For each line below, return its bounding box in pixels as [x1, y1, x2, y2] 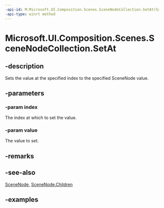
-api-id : [5, 7, 23, 12]
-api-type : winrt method [5, 12, 56, 17]
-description [5, 62, 44, 70]
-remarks [5, 152, 34, 160]
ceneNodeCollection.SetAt [5, 43, 116, 54]
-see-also [5, 169, 36, 177]
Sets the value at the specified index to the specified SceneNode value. [5, 75, 149, 81]
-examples [5, 195, 39, 204]
